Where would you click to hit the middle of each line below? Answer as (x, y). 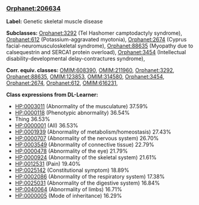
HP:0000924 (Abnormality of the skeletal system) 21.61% (86, 158)
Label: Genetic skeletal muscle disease (55, 22)
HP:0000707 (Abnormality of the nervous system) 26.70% (87, 138)
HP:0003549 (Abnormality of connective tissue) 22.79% (85, 145)
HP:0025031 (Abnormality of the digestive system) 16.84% (87, 183)
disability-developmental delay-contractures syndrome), (76, 59)
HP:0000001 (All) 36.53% (46, 126)
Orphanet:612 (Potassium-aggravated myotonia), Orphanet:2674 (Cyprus (97, 40)
